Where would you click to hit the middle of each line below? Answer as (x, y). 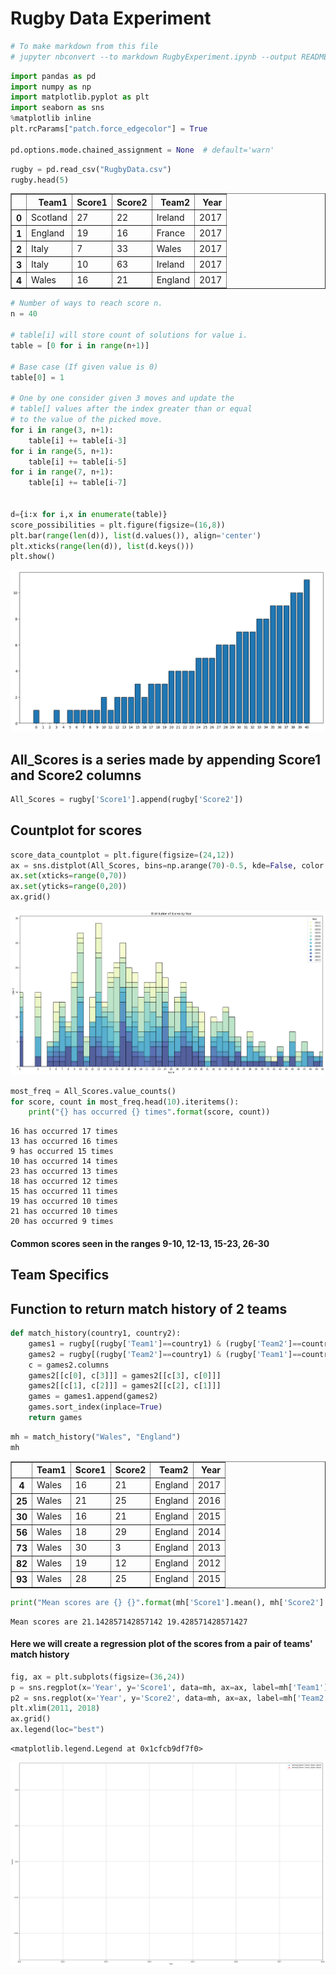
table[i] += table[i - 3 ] (78, 440)
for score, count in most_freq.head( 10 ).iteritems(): (125, 1102)
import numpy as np (51, 87)
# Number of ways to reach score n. (86, 303)
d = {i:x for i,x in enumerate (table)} (89, 514)
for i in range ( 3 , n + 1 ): (62, 430)
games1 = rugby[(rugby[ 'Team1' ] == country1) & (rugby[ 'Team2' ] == (165, 1343)
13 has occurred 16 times (64, 1142)
